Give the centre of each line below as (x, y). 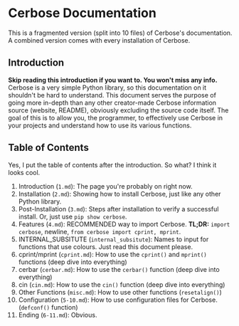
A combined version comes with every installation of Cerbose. (99, 40)
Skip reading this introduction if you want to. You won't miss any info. (113, 80)
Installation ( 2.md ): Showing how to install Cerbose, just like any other (119, 194)
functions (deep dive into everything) (73, 262)
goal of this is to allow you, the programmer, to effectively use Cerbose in (116, 117)
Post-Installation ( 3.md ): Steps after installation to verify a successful (118, 209)
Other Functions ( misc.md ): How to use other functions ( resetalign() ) (120, 292)
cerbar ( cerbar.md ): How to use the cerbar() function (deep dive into (119, 269)
